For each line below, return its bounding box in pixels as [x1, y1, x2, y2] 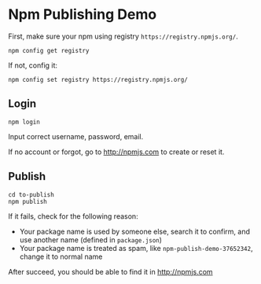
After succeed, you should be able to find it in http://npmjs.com [8, 267, 214, 276]
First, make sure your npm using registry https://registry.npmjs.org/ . [8, 31, 238, 41]
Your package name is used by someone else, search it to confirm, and [19, 227, 250, 236]
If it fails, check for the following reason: [8, 211, 139, 221]
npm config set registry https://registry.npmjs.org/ [8, 76, 189, 83]
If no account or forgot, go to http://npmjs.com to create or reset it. [8, 147, 225, 157]
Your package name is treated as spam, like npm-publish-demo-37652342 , [19, 243, 253, 253]
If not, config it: [8, 61, 57, 70]
